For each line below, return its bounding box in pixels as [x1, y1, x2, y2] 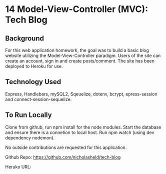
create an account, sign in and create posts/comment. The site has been [5, 58, 155, 63]
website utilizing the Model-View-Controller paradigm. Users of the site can [5, 52, 161, 58]
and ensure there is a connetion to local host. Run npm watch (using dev [5, 129, 154, 135]
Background [5, 34, 44, 42]
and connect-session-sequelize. [5, 96, 72, 102]
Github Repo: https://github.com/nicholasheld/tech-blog [5, 154, 121, 160]
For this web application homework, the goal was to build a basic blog [5, 47, 149, 53]
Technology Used [5, 77, 61, 86]
